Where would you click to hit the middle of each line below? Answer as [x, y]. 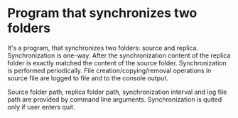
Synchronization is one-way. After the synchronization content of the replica [119, 55]
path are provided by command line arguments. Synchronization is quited [115, 99]
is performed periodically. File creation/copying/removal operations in [109, 70]
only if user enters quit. [41, 107]
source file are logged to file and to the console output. [88, 78]
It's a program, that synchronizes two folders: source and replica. [103, 48]
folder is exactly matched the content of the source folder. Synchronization [117, 63]
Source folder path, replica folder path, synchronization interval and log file [117, 92]
